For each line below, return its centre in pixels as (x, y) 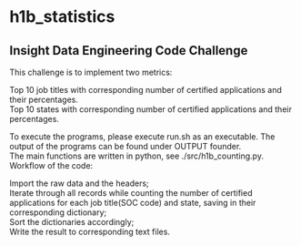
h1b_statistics (62, 17)
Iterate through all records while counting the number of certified (131, 193)
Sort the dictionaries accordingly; (72, 222)
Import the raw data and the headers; (80, 183)
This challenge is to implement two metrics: (91, 72)
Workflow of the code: (51, 165)
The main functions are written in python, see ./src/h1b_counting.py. (136, 156)
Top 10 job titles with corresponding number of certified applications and (145, 90)
